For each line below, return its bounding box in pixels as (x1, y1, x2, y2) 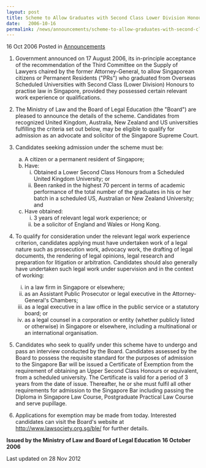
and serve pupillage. (15, 400, 67, 407)
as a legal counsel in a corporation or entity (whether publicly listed (24, 316, 195, 324)
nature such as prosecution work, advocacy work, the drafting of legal (15, 246, 193, 253)
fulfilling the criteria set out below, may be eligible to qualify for (15, 125, 175, 132)
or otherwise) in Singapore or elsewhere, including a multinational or (24, 323, 197, 330)
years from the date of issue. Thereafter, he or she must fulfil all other (15, 380, 191, 388)
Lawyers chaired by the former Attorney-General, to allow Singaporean (15, 68, 195, 75)
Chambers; (50, 297, 78, 304)
